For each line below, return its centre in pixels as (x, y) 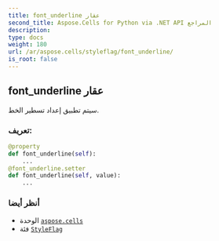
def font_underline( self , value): (65, 176)
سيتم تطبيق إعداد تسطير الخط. (54, 110)
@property (24, 146)
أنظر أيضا (24, 203)
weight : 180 (27, 45)
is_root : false (33, 60)
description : (29, 30)
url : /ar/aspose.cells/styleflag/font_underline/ (91, 52)
